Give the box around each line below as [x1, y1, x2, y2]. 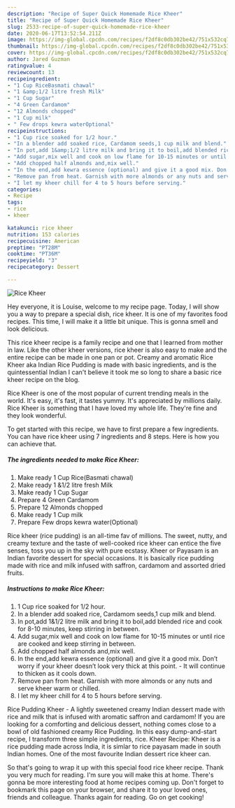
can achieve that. [7, 439, 57, 448]
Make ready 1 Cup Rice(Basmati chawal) [17, 473, 134, 481]
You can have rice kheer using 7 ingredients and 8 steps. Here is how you [7, 432, 220, 441]
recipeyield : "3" [7, 257, 58, 264]
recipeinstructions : [7, 127, 68, 134]
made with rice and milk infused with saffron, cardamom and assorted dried [7, 561, 226, 569]
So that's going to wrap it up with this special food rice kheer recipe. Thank [7, 763, 224, 772]
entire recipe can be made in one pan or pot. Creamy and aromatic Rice [7, 353, 213, 361]
